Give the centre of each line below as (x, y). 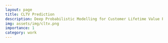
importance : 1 (20, 28)
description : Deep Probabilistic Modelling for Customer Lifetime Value (82, 19)
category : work (21, 33)
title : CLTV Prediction (30, 14)
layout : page (19, 10)
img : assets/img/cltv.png (32, 23)
